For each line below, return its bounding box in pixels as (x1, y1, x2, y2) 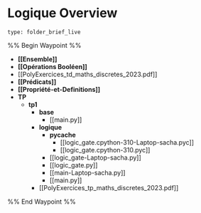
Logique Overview (7, 5, 118, 21)
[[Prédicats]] (17, 77, 57, 86)
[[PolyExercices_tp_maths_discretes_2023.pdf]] (38, 183, 179, 192)
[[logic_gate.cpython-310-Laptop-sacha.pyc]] (60, 137, 194, 147)
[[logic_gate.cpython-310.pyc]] (60, 145, 151, 154)
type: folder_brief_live (7, 28, 81, 36)
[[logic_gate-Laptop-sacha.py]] (49, 153, 142, 162)
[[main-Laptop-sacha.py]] (49, 168, 126, 177)
